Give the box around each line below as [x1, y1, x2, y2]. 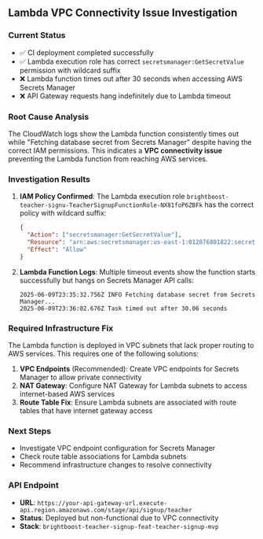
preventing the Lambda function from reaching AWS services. [8, 153, 208, 164]
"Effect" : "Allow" [27, 246, 87, 253]
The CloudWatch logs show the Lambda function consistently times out [8, 129, 239, 138]
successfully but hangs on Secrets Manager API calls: [19, 275, 195, 285]
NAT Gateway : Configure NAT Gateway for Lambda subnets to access [19, 381, 247, 390]
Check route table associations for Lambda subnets [19, 452, 187, 461]
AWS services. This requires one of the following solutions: [8, 349, 199, 358]
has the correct [204, 200, 254, 209]
